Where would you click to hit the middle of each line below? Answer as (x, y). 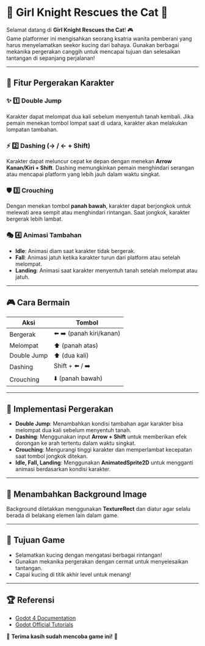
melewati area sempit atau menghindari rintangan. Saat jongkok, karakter (98, 213)
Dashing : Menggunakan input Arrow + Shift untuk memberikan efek (101, 437)
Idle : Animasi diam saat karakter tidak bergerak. (75, 251)
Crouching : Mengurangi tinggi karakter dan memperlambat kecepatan (103, 450)
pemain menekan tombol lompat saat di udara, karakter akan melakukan (97, 123)
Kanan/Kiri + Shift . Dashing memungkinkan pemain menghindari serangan (100, 167)
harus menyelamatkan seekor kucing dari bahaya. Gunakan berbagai (93, 45)
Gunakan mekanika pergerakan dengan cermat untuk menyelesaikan (102, 561)
